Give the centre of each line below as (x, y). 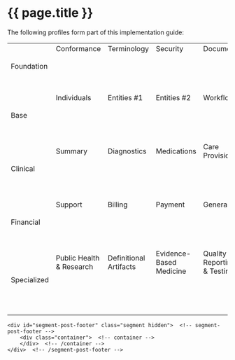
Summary (71, 151)
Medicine (171, 271)
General (216, 205)
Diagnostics (127, 151)
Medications (176, 151)
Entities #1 (125, 97)
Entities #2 (173, 97)
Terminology (128, 48)
